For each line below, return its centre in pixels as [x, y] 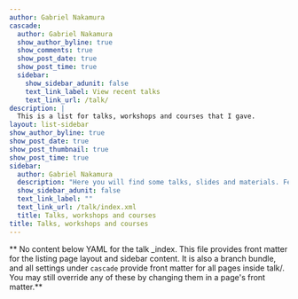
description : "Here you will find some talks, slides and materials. [148, 183]
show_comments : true [55, 51]
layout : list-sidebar [49, 125]
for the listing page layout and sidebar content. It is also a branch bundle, [143, 258]
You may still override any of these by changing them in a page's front [137, 277]
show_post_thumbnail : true [59, 149]
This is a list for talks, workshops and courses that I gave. [136, 116]
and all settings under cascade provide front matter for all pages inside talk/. [147, 268]
